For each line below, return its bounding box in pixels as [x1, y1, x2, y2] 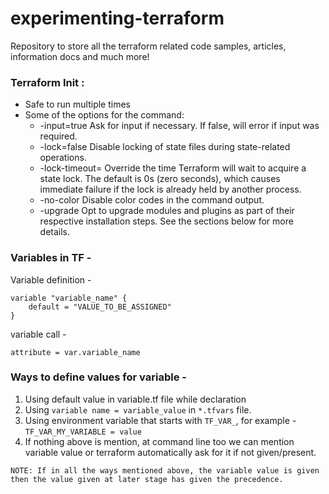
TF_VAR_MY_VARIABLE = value [24, 427, 142, 437]
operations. [39, 152, 87, 164]
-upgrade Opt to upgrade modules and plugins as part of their [39, 205, 295, 217]
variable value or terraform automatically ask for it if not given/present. [24, 446, 317, 458]
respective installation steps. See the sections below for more [39, 215, 294, 227]
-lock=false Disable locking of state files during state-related [39, 141, 291, 153]
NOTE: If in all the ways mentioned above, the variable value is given [10, 465, 320, 476]
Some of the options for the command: [24, 109, 185, 121]
